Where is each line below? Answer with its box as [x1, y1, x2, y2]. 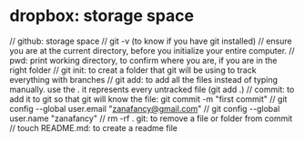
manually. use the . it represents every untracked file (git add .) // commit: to [9, 84, 295, 95]
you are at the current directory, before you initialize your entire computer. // [9, 45, 296, 55]
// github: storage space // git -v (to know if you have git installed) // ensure [9, 35, 293, 46]
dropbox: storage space [9, 5, 194, 26]
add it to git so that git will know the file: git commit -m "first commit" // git [9, 93, 288, 105]
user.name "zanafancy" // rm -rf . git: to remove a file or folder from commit [9, 113, 293, 124]
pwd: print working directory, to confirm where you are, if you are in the [9, 55, 278, 65]
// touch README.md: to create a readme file [9, 122, 178, 133]
